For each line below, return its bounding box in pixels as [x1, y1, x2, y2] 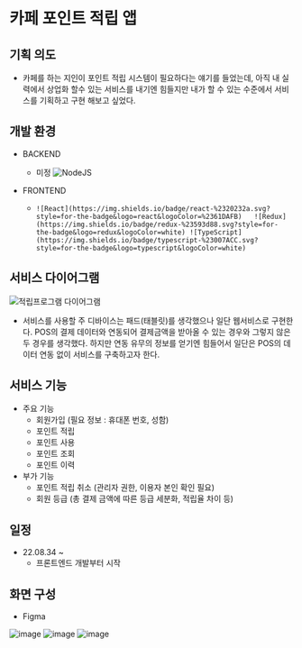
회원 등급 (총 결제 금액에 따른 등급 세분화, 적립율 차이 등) [35, 493, 234, 505]
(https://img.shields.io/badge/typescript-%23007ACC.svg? [35, 235, 259, 244]
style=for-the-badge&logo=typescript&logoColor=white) [35, 243, 246, 252]
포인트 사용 [35, 437, 75, 448]
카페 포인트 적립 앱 [9, 8, 137, 29]
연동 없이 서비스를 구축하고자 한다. [39, 349, 160, 360]
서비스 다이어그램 [9, 270, 100, 286]
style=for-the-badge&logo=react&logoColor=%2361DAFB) [35, 212, 243, 221]
